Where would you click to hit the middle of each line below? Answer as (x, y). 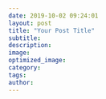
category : (25, 68)
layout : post (30, 23)
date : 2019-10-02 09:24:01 (53, 16)
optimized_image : (37, 61)
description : (30, 46)
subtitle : (25, 38)
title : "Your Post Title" (51, 30)
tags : (17, 75)
